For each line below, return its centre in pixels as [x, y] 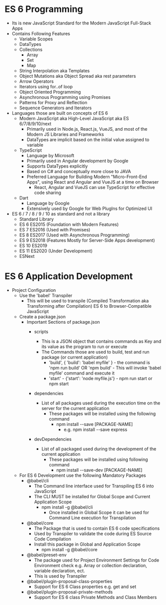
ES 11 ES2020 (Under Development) [56, 251]
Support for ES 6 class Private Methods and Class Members [95, 597]
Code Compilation [53, 539]
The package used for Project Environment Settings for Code [97, 560]
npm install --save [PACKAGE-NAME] [95, 424]
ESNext [27, 256]
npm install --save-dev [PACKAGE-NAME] [99, 470]
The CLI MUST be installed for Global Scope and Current [92, 496]
